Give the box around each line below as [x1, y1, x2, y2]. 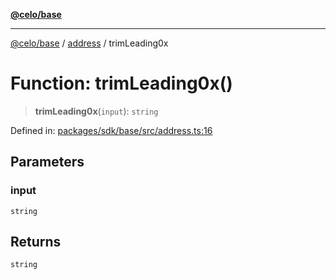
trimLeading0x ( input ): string [34, 105, 159, 117]
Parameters [10, 154, 85, 171]
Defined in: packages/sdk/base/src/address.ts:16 [10, 124, 213, 136]
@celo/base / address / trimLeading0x [10, 37, 169, 49]
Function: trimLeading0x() [10, 72, 233, 95]
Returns [10, 234, 62, 251]
